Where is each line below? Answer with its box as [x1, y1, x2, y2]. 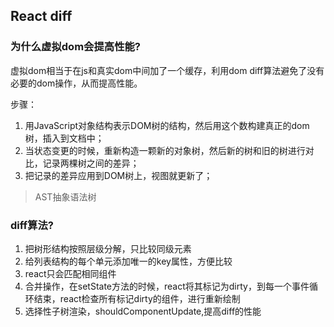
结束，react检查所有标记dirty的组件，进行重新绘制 [33, 292, 241, 304]
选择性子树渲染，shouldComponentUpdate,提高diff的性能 [24, 305, 262, 317]
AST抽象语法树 [34, 190, 97, 203]
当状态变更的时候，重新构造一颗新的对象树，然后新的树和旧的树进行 [24, 144, 306, 156]
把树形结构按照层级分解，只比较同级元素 [24, 242, 192, 254]
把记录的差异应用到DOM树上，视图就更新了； [24, 169, 213, 181]
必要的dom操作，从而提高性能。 [10, 77, 143, 89]
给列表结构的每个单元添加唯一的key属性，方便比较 [24, 255, 233, 267]
